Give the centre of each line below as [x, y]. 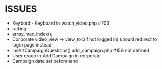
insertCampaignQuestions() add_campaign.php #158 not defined [80, 50]
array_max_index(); [32, 34]
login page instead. [33, 44]
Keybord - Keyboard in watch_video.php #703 [61, 23]
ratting [19, 28]
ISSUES [21, 9]
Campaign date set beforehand [45, 61]
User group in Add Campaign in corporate [56, 55]
